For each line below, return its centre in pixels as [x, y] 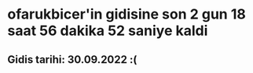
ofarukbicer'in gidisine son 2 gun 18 [127, 14]
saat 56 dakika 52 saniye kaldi [108, 31]
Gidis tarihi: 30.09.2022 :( [72, 59]
